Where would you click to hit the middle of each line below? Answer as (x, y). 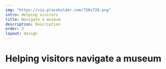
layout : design (22, 33)
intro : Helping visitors (32, 15)
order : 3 (15, 29)
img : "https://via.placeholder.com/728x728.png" (58, 10)
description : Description (33, 24)
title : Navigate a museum (33, 19)
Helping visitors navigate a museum (83, 59)
